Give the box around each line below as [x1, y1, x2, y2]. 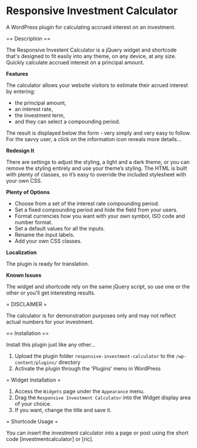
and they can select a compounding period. [14, 118, 121, 125]
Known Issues [6, 272, 42, 279]
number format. [14, 219, 53, 226]
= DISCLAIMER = [6, 300, 47, 307]
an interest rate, [14, 105, 54, 112]
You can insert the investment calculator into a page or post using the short [6, 429, 189, 436]
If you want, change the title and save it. [14, 406, 112, 413]
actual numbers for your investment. [6, 318, 94, 325]
